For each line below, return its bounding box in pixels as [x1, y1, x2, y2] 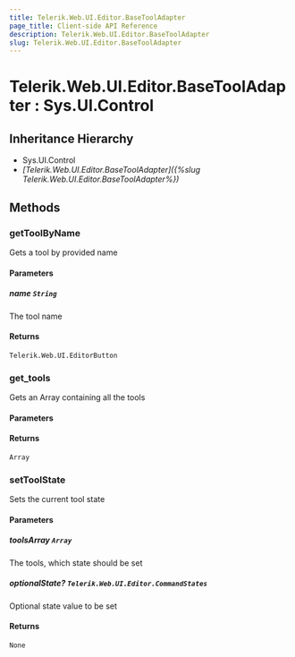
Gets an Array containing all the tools [9, 392, 146, 403]
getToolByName [9, 226, 81, 239]
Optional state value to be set [9, 601, 118, 611]
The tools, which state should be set [9, 557, 143, 568]
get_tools [9, 371, 51, 384]
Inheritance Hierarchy [9, 131, 134, 146]
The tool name [9, 311, 63, 321]
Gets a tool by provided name [9, 247, 118, 258]
